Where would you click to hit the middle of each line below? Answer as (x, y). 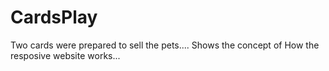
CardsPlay (54, 17)
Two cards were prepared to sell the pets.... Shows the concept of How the (165, 45)
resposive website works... (65, 55)
